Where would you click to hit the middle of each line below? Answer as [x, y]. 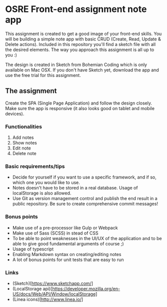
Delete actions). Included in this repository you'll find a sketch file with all [80, 44]
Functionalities [24, 126]
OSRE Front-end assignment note [76, 9]
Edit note [21, 148]
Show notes [25, 143]
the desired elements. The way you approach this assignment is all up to [80, 49]
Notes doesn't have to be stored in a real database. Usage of [75, 188]
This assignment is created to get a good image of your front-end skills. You [83, 33]
